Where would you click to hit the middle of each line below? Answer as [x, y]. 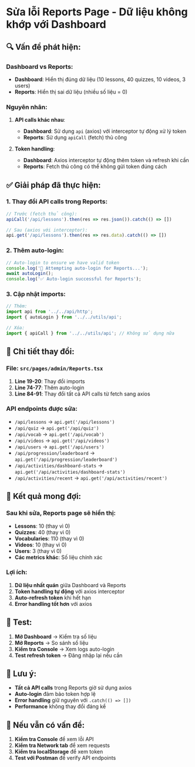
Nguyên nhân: [27, 107]
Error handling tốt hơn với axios [53, 604]
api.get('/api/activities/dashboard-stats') [70, 472]
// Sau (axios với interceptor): [47, 230]
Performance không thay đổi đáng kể [60, 706]
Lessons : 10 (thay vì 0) [42, 526]
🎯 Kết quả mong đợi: [43, 496]
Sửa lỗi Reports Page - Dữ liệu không [97, 12]
